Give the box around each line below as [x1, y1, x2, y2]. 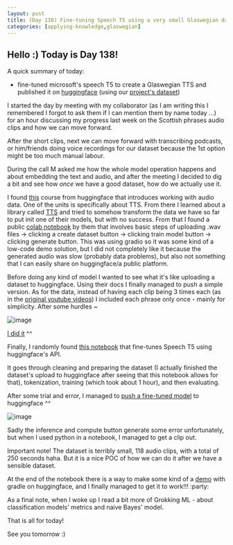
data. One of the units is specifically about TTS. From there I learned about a [7, 200, 226, 209]
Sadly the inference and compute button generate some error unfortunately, [7, 426, 224, 434]
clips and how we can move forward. [7, 123, 113, 132]
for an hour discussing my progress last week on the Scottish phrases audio [7, 116, 225, 125]
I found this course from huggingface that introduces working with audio [7, 193, 215, 202]
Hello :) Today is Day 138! [7, 49, 119, 60]
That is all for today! [7, 517, 64, 525]
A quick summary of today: [7, 67, 85, 76]
